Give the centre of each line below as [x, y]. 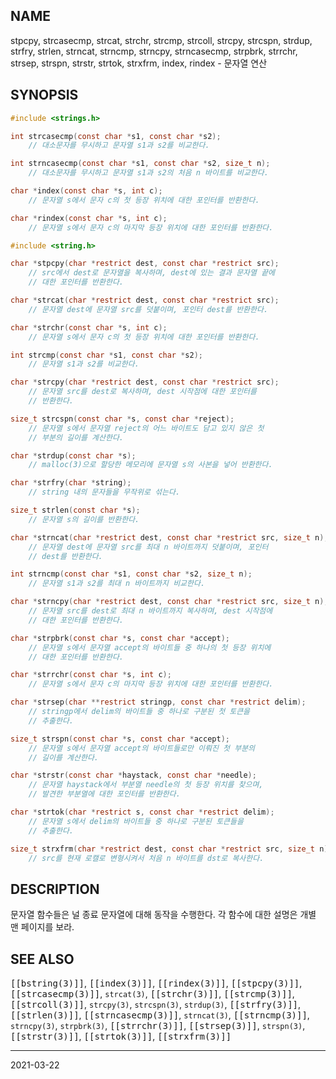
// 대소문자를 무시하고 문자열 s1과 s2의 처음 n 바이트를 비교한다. [148, 173]
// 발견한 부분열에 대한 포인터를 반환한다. [104, 794]
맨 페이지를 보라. [42, 927]
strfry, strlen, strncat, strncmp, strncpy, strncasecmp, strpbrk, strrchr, [154, 51]
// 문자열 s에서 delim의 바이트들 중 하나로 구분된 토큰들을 [136, 821]
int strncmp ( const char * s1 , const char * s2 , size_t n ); [131, 574]
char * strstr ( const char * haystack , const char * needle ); [133, 775]
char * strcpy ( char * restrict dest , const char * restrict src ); [145, 382]
